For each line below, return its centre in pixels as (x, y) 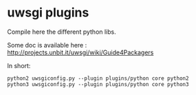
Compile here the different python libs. (62, 32)
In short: (19, 65)
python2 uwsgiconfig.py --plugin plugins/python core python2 (98, 78)
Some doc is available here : (47, 45)
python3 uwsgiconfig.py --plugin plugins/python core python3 (98, 84)
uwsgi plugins (48, 13)
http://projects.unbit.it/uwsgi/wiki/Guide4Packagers (80, 52)
